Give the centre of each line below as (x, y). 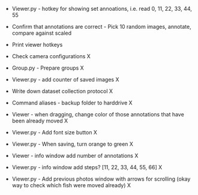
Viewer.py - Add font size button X (55, 132)
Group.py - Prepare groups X (48, 68)
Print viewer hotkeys (37, 45)
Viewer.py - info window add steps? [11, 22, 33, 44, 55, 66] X (87, 167)
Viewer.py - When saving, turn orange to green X (73, 144)
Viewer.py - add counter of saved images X (65, 79)
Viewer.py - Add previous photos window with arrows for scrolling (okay (101, 179)
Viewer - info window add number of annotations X (75, 156)
